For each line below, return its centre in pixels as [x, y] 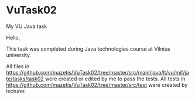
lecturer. [16, 91]
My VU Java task [27, 26]
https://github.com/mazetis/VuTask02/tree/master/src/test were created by [97, 84]
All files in [18, 66]
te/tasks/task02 [25, 79]
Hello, [13, 37]
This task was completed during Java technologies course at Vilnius [88, 49]
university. [18, 55]
